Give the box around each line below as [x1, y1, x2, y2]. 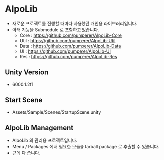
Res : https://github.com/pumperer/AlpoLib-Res [19, 53, 118, 59]
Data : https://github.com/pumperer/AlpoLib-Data [19, 43, 121, 49]
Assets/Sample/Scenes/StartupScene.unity [12, 109, 101, 115]
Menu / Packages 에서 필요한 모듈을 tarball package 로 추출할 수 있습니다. [12, 144, 160, 150]
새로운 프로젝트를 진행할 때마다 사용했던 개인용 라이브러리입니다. [12, 20, 138, 26]
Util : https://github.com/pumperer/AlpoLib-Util [19, 37, 116, 43]
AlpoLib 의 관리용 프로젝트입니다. [12, 137, 78, 143]
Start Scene [5, 96, 43, 104]
